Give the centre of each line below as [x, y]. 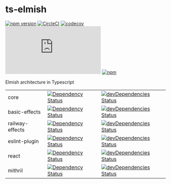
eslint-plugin [23, 141]
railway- [18, 123]
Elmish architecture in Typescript [40, 82]
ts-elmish [26, 9]
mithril [15, 170]
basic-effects [24, 112]
